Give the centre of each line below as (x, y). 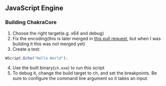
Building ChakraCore (31, 22)
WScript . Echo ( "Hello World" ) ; (37, 58)
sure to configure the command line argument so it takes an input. (80, 78)
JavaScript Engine (34, 8)
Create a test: (26, 49)
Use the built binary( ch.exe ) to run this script (58, 68)
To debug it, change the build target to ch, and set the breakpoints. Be (85, 73)
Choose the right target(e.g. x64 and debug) (58, 33)
